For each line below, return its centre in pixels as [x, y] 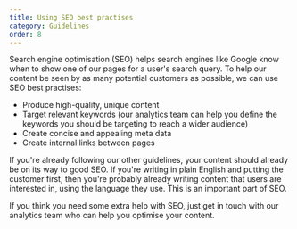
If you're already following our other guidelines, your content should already [148, 160]
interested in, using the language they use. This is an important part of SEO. [148, 189]
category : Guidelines [49, 26]
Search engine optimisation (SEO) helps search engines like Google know [144, 60]
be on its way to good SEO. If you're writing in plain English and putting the [146, 169]
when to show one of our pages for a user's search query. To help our [138, 69]
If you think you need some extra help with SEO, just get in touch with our [144, 206]
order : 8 [25, 34]
